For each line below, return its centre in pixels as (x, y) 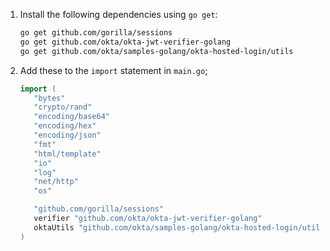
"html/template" (67, 154)
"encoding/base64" (71, 117)
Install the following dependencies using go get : (118, 14)
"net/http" (56, 182)
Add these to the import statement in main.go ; (113, 70)
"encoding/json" (67, 135)
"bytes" (49, 98)
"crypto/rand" (63, 107)
